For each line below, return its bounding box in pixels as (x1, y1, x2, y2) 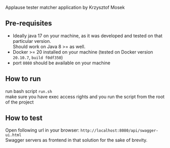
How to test (5, 114, 42, 122)
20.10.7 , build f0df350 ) (12, 54, 63, 60)
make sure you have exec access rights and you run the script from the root (5, 93, 165, 100)
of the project (5, 99, 34, 105)
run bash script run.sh (5, 88, 53, 94)
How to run (5, 75, 41, 83)
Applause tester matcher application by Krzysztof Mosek (5, 5, 125, 10)
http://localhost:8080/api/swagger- (80, 128, 158, 133)
